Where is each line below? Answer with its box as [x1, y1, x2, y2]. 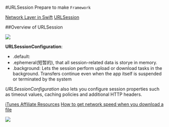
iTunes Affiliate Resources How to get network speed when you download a [5, 101, 164, 107]
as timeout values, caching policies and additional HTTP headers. [5, 91, 142, 97]
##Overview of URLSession [5, 24, 63, 30]
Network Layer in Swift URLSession [5, 14, 80, 20]
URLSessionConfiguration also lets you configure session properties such [5, 86, 160, 92]
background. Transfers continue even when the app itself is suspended [12, 71, 162, 77]
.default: [12, 54, 30, 59]
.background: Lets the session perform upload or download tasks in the [12, 65, 162, 71]
